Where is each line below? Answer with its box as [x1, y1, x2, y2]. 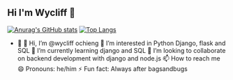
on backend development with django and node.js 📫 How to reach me [17, 54, 221, 63]
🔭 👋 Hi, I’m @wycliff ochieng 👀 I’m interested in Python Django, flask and [17, 39, 226, 47]
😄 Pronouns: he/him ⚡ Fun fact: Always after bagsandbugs [17, 64, 188, 73]
